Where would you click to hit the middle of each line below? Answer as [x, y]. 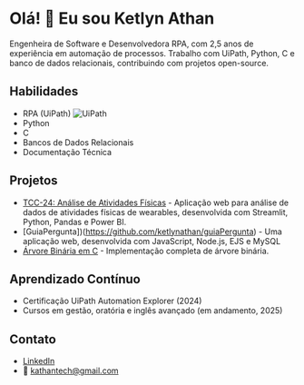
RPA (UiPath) [46, 114]
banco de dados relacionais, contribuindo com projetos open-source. [139, 63]
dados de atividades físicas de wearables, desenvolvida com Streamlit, [155, 212]
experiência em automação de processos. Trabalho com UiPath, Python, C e [152, 53]
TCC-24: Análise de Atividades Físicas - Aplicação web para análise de [156, 202]
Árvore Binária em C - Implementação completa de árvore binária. [146, 251]
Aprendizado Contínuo [75, 279]
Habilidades [44, 91]
